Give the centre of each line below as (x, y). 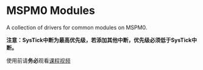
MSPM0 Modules (51, 11)
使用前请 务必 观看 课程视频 (38, 60)
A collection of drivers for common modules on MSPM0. (77, 27)
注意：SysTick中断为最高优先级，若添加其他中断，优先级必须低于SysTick (99, 40)
